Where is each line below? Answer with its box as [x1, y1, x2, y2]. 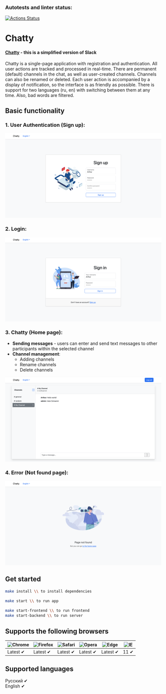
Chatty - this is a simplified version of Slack [5, 49, 97, 56]
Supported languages [5, 665, 74, 673]
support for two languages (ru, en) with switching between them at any [5, 87, 150, 93]
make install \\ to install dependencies [5, 589, 92, 594]
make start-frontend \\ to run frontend [5, 608, 90, 613]
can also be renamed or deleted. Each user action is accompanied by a [5, 76, 150, 82]
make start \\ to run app [5, 598, 58, 603]
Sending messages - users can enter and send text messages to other [12, 340, 158, 346]
